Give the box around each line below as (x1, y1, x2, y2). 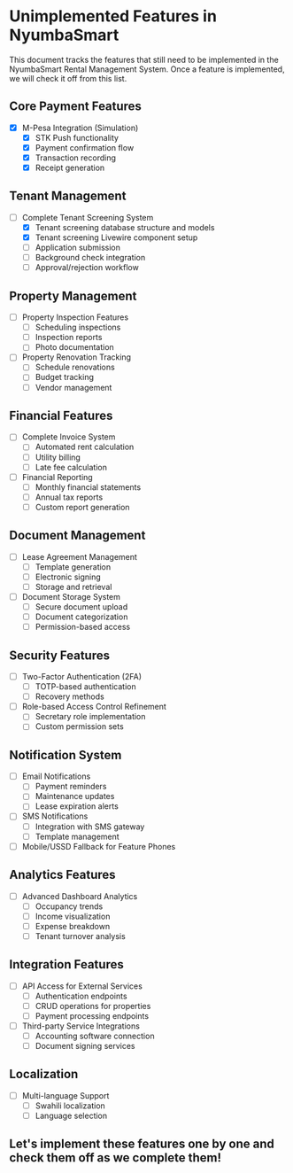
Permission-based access (35, 622, 131, 633)
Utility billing (35, 452, 81, 462)
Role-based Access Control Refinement (21, 702, 166, 712)
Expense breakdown (35, 921, 111, 931)
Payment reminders (35, 781, 107, 792)
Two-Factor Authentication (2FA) (21, 672, 142, 681)
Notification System (9, 747, 122, 763)
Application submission (35, 242, 121, 253)
